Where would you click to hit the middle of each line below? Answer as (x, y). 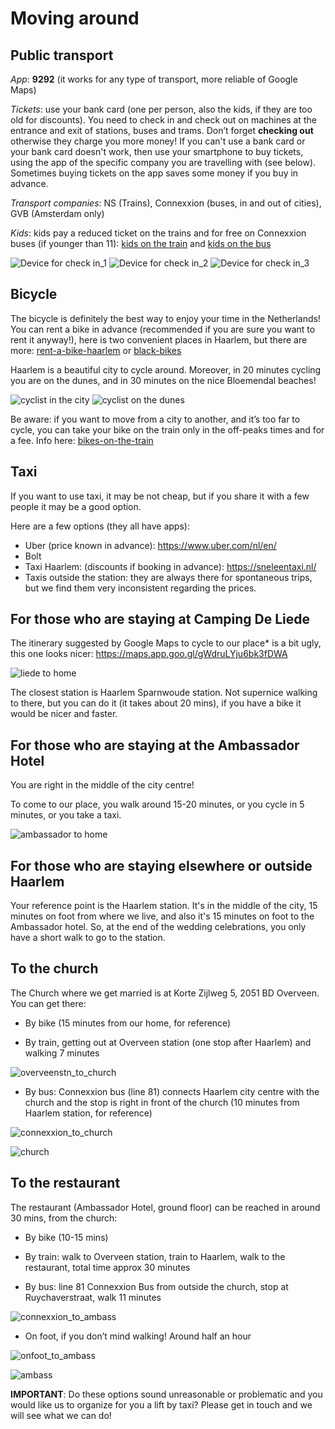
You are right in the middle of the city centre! (102, 785)
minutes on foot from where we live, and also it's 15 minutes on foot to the (162, 916)
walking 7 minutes (62, 1053)
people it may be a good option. (76, 506)
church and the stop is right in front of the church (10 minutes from (162, 1102)
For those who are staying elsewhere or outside (161, 865)
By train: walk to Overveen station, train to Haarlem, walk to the (155, 1256)
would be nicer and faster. (64, 714)
